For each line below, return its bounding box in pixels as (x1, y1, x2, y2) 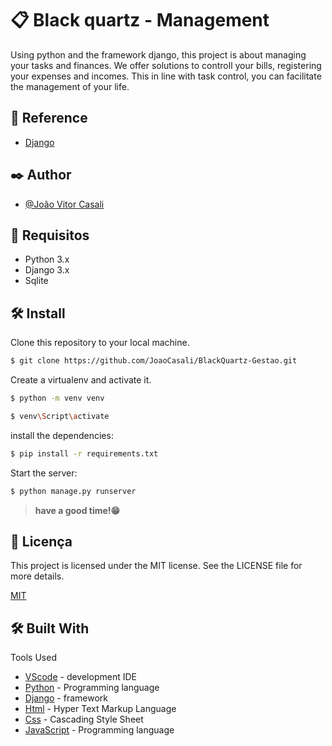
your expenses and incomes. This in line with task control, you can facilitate (10, 70, 322, 82)
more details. (10, 570, 65, 582)
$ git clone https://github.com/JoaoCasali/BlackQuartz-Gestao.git (10, 356, 298, 366)
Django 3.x (24, 264, 70, 276)
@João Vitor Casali (24, 198, 105, 210)
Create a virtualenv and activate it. (10, 374, 152, 386)
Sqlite (24, 275, 49, 287)
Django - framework (24, 692, 108, 704)
